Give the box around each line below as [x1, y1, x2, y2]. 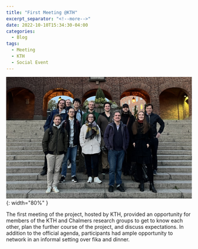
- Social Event [11, 59, 49, 65]
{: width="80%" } [6, 199, 48, 206]
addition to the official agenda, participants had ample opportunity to [6, 229, 173, 237]
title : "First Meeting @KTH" [6, 9, 78, 15]
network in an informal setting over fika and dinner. [6, 235, 130, 242]
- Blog [11, 34, 28, 41]
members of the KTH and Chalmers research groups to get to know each [6, 216, 183, 224]
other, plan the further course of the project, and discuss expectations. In [6, 223, 184, 230]
